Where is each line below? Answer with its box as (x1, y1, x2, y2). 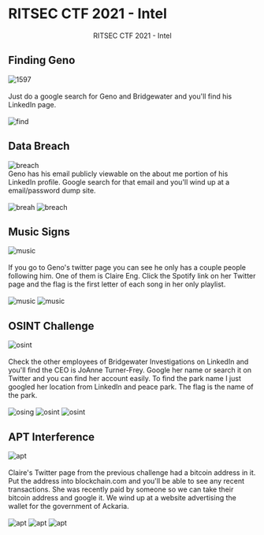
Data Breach (8, 140, 70, 153)
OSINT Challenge (8, 319, 95, 332)
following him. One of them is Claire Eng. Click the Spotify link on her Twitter (8, 271, 256, 281)
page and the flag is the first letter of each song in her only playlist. (8, 279, 226, 289)
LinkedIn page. (8, 99, 57, 109)
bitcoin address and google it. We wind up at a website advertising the (8, 493, 236, 502)
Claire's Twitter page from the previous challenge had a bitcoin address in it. (8, 468, 256, 477)
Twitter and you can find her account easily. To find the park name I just (8, 374, 242, 383)
